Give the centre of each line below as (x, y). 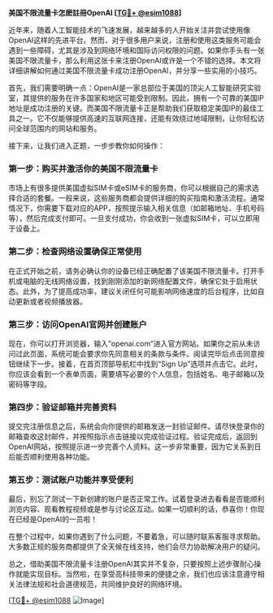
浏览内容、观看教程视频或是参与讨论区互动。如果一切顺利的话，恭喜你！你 (133, 509)
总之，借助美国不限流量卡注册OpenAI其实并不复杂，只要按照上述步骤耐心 (131, 564)
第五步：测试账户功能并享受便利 (71, 480)
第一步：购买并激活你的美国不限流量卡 (83, 168)
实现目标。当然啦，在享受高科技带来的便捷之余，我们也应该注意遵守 (143, 574)
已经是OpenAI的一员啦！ (56, 520)
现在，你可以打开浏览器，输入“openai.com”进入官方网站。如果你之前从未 (131, 343)
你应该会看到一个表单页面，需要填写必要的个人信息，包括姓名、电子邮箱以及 (136, 373)
